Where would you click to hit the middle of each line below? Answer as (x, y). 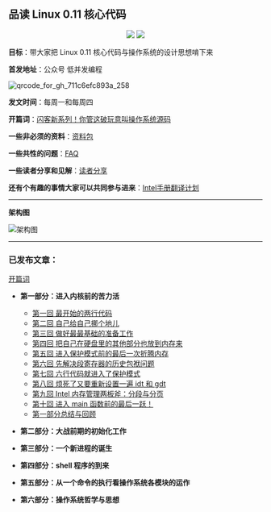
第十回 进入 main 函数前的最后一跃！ (93, 404)
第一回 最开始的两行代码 (72, 314)
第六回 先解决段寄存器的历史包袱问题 (93, 364)
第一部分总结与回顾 (64, 414)
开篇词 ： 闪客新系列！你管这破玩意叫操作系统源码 (90, 119)
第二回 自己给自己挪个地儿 (75, 323)
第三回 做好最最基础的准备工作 (83, 334)
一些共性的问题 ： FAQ (44, 153)
